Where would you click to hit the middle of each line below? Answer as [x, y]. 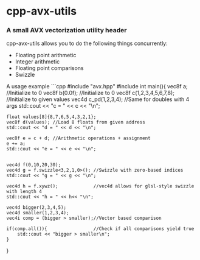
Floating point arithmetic [46, 55]
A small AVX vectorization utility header [67, 30]
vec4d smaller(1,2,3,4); [38, 213]
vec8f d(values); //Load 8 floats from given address [76, 122]
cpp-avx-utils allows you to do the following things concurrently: [87, 43]
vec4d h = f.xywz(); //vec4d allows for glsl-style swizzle [100, 186]
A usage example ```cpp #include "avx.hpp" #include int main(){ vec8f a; [97, 86]
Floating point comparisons [49, 68]
